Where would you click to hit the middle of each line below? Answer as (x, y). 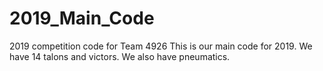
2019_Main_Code (82, 18)
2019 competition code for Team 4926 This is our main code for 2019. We (161, 46)
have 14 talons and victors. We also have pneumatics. (120, 56)
